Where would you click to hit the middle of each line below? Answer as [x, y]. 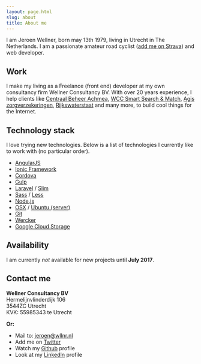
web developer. [25, 53]
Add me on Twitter [38, 342]
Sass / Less [29, 195]
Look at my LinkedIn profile [49, 354]
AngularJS [28, 163]
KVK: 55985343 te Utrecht [39, 312]
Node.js [25, 201]
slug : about [21, 17]
